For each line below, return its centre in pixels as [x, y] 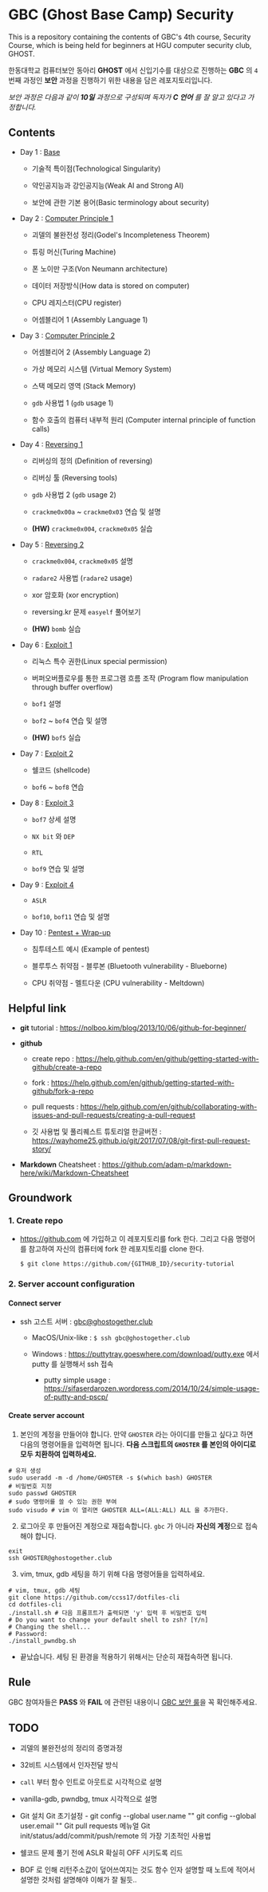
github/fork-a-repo [63, 1091]
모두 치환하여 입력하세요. [58, 1454]
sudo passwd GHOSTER [43, 1493]
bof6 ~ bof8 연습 [58, 787]
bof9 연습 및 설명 [58, 868]
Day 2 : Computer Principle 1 [67, 218]
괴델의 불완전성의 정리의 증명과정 [71, 1748]
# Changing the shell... [49, 1627]
